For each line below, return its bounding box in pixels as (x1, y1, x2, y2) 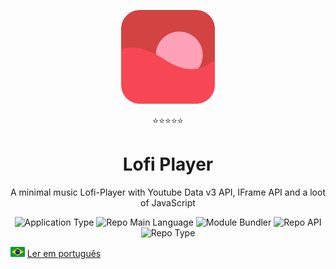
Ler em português (26, 247, 102, 259)
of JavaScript (140, 196, 196, 209)
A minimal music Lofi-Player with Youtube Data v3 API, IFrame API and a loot (10, 186, 326, 198)
